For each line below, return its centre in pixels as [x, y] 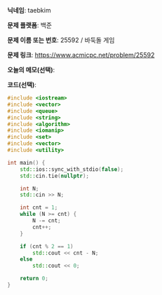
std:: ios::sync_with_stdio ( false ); [72, 169]
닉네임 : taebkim [29, 10]
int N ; [29, 188]
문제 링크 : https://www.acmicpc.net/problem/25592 [81, 55]
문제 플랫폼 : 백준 [30, 25]
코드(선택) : [22, 85]
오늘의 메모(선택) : [31, 70]
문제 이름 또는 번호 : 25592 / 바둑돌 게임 [61, 40]
